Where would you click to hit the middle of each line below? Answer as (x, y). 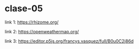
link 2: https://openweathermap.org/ (42, 31)
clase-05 (24, 9)
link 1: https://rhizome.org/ (32, 22)
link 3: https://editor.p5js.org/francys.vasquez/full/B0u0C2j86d (69, 41)
